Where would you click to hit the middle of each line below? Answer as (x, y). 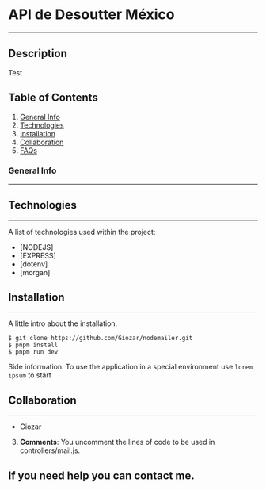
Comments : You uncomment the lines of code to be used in (117, 442)
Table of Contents (53, 98)
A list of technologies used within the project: (82, 232)
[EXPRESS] (38, 255)
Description (38, 54)
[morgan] (35, 272)
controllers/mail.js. (50, 450)
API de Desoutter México (92, 15)
